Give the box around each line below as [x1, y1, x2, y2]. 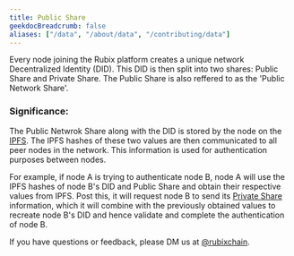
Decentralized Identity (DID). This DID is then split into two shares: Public [9, 64, 279, 74]
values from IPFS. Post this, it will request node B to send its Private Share [9, 190, 282, 201]
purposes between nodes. [9, 154, 107, 165]
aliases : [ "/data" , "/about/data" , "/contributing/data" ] [9, 30, 230, 38]
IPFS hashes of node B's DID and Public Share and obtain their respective [9, 181, 281, 192]
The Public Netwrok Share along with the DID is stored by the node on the [9, 125, 282, 136]
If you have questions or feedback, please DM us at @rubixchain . [9, 236, 251, 247]
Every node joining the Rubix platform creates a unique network [9, 55, 245, 65]
